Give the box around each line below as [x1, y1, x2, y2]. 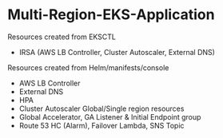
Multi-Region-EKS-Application [7, 6, 215, 24]
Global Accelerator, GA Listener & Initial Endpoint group [18, 112, 201, 121]
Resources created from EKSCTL [7, 32, 117, 41]
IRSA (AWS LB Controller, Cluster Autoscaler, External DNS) [18, 47, 215, 57]
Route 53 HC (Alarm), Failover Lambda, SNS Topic [18, 120, 185, 130]
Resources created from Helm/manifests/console [7, 62, 169, 73]
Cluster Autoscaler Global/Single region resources [18, 104, 185, 113]
